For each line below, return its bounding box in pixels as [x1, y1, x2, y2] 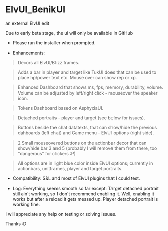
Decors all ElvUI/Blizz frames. [17, 59, 80, 65]
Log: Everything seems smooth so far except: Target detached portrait [12, 185, 159, 191]
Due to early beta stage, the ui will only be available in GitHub [5, 30, 133, 36]
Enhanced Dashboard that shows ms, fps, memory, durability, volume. [17, 84, 163, 90]
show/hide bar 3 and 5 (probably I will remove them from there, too [17, 145, 157, 151]
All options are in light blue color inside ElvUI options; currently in [17, 160, 153, 166]
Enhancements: [12, 50, 45, 56]
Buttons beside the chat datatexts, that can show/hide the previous [17, 124, 157, 130]
